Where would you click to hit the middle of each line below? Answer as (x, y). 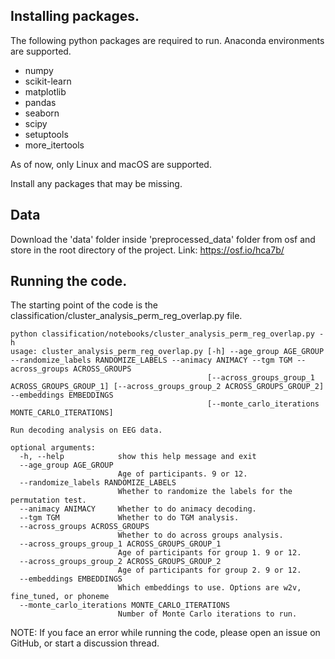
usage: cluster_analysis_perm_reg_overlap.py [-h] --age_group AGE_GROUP (167, 352)
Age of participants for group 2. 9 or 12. (209, 570)
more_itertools (54, 145)
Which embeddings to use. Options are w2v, (209, 588)
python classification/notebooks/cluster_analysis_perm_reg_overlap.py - (167, 334)
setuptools (46, 134)
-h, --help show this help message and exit (138, 457)
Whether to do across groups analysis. (200, 535)
